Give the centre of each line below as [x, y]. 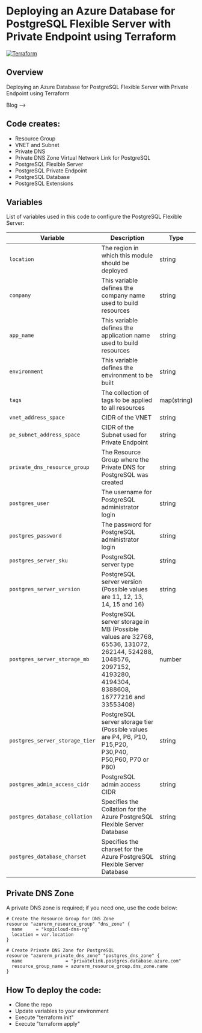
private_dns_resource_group [49, 467]
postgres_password [35, 536]
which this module [127, 256]
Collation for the [124, 809]
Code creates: [33, 124]
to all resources [123, 408]
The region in [120, 248]
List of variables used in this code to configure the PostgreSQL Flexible [94, 217]
